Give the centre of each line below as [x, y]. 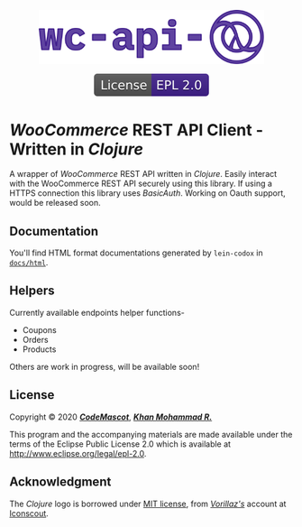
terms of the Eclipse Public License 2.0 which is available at [120, 444]
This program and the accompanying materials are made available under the [151, 434]
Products [39, 349]
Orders [35, 339]
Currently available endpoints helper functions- [97, 312]
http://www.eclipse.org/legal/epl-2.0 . [78, 453]
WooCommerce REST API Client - [137, 129]
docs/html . [29, 263]
